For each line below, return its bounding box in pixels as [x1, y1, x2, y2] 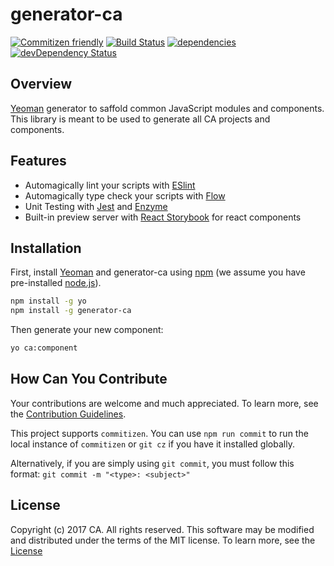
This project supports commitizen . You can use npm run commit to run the [10, 427, 309, 439]
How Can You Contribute [10, 371, 168, 388]
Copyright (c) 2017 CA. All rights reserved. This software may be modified [10, 523, 315, 535]
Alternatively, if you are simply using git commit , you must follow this [10, 457, 295, 469]
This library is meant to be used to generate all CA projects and [10, 113, 271, 125]
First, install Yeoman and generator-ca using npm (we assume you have [10, 266, 306, 278]
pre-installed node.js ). [10, 277, 102, 289]
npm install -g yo [10, 296, 87, 307]
